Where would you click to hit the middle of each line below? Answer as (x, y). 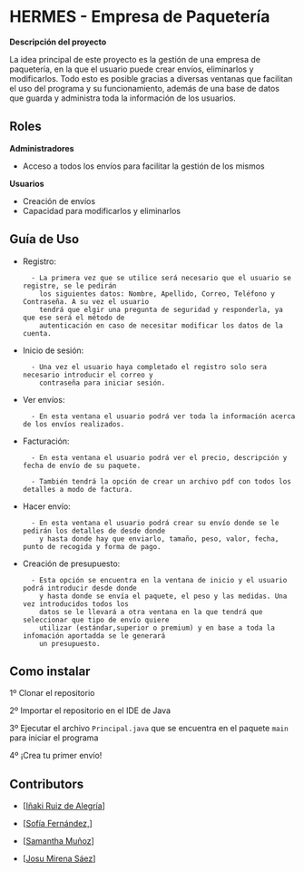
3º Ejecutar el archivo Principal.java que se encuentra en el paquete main (149, 729)
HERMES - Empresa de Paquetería (140, 17)
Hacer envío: (46, 506)
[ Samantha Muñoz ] (59, 841)
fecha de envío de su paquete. (82, 465)
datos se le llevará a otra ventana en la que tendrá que (151, 612)
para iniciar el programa (54, 738)
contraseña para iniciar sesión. (103, 383)
